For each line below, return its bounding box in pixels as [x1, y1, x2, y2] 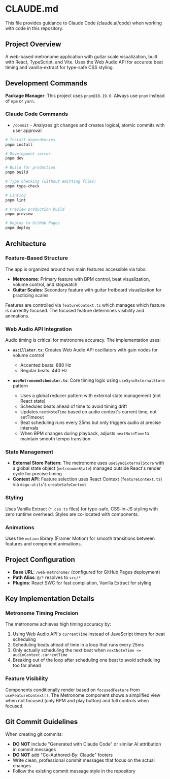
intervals [20, 425, 39, 431]
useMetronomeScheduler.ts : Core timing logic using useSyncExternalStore [12, 377, 165, 383]
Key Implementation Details [5, 595, 95, 603]
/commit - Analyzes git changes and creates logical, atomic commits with [12, 122, 165, 128]
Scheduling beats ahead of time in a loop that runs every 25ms [12, 642, 144, 648]
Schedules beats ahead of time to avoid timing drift [20, 403, 127, 409]
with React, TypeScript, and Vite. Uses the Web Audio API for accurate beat [5, 59, 163, 65]
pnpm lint [5, 198, 26, 203]
